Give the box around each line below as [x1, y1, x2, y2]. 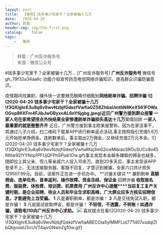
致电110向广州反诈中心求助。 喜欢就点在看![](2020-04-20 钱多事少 [18, 207, 159, 213]
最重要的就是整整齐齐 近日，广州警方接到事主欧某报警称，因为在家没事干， [5, 122, 157, 128]
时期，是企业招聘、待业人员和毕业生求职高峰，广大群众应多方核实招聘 [9, 189, 151, 195]
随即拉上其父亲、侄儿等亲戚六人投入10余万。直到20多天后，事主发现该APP [5, 158, 157, 164]
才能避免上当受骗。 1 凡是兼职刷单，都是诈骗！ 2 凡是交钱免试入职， [13, 195, 152, 201]
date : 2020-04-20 [5, 16, 45, 21]
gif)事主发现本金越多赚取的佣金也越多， [78, 152, 159, 158]
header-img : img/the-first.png [5, 26, 69, 30]
